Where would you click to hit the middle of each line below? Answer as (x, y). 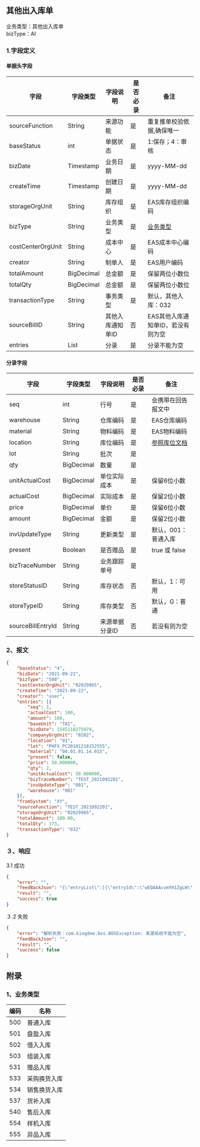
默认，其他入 (166, 296)
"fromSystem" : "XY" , (42, 801)
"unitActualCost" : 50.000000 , (65, 774)
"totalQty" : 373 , (38, 824)
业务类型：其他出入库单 (35, 26)
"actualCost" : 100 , (52, 713)
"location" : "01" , (50, 741)
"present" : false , (50, 757)
